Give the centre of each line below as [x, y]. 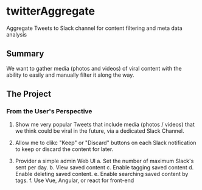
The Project [29, 94]
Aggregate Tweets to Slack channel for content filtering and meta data [94, 28]
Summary [25, 54]
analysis [17, 34]
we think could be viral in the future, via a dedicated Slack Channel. [99, 131]
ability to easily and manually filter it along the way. [70, 75]
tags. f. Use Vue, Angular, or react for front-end [75, 180]
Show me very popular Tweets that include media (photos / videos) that [105, 125]
